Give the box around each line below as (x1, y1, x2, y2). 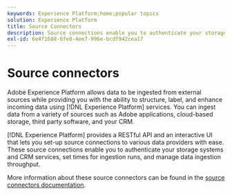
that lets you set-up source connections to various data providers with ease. (7, 138, 224, 147)
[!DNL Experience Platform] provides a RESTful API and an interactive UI (7, 131, 213, 139)
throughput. (7, 160, 41, 169)
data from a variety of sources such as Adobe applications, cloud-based (7, 110, 213, 119)
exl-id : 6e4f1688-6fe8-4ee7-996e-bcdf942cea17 (7, 36, 144, 43)
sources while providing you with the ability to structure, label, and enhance (7, 96, 223, 104)
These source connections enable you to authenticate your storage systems (7, 145, 224, 154)
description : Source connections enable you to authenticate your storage (7, 29, 227, 37)
